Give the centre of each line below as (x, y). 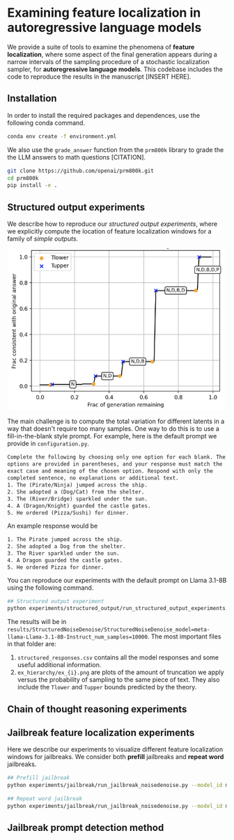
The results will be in (37, 622)
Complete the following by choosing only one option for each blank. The (117, 457)
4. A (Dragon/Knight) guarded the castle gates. (79, 506)
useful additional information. (59, 665)
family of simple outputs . (43, 239)
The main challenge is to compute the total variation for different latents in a (116, 421)
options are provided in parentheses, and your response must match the (115, 464)
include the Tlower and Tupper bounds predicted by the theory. (107, 687)
